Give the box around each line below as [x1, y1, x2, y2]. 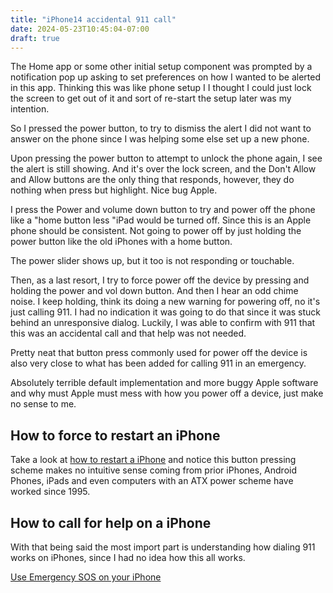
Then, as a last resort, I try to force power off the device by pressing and [10, 274, 310, 286]
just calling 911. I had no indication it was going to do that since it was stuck [10, 306, 321, 318]
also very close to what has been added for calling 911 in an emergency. [10, 357, 307, 370]
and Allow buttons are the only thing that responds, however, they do [10, 174, 295, 186]
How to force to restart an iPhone [10, 427, 221, 444]
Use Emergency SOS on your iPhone [10, 571, 162, 583]
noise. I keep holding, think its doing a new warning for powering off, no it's [10, 296, 321, 308]
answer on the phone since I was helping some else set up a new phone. [10, 133, 310, 145]
